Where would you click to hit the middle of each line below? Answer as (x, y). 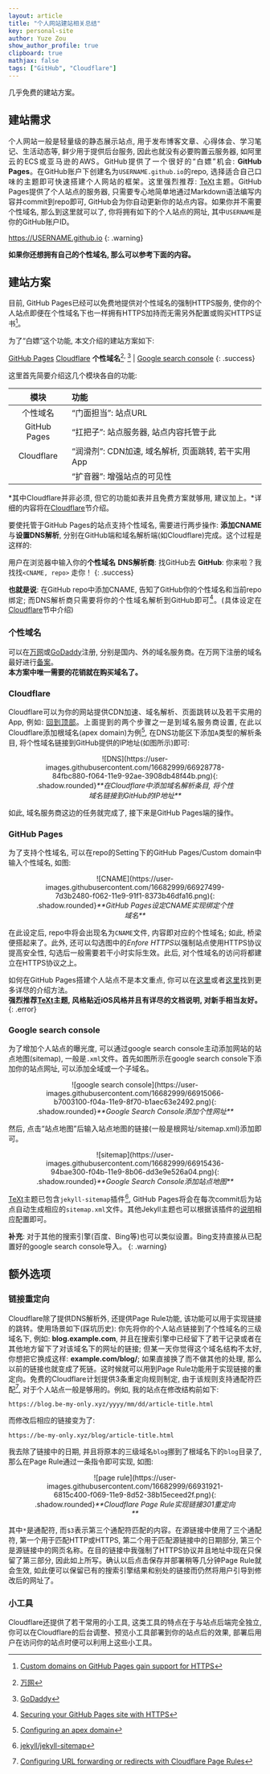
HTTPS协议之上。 (52, 962)
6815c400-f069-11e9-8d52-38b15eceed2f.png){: (135, 1495)
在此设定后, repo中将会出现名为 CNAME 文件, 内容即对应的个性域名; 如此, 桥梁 (135, 933)
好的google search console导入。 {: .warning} (91, 1246)
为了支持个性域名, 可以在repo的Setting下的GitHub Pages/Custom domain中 (135, 852)
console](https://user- (162, 1085)
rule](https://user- (147, 1478)
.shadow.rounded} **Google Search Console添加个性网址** (135, 1111)
